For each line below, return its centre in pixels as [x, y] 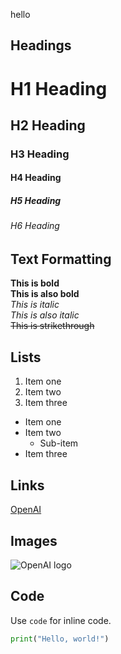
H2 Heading [48, 125]
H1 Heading [59, 88]
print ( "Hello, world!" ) [60, 639]
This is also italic [45, 315]
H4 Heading [36, 178]
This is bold [35, 283]
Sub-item [59, 443]
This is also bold [45, 294]
